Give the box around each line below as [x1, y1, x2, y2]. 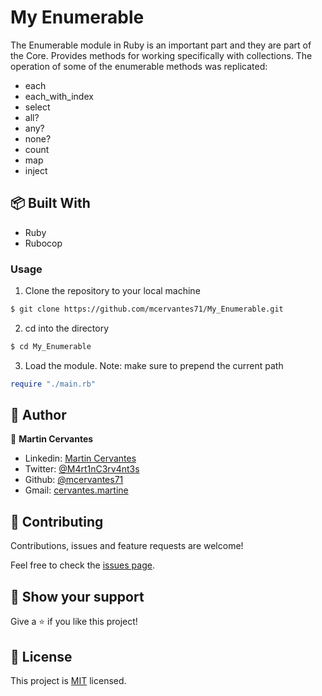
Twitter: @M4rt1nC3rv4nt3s [24, 463, 140, 475]
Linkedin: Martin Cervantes [24, 452, 137, 465]
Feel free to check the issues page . [10, 559, 155, 571]
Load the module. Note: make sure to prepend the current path [24, 359, 284, 371]
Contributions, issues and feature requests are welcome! [10, 540, 244, 552]
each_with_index [24, 90, 94, 102]
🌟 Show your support [10, 588, 145, 605]
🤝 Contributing [10, 513, 104, 530]
